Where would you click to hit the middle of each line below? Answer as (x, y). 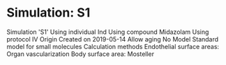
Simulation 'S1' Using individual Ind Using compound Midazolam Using (108, 32)
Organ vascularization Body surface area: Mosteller (81, 54)
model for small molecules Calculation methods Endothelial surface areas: (113, 46)
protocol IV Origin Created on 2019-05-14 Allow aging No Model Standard (113, 39)
